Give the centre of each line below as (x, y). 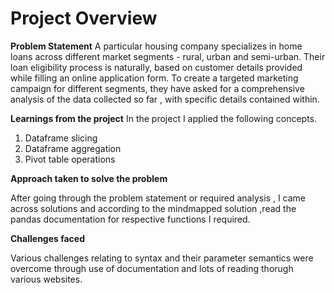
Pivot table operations (70, 159)
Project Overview (84, 18)
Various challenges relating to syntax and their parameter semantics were (162, 258)
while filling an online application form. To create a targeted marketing (154, 78)
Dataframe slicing (61, 138)
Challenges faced (48, 238)
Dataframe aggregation (73, 148)
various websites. (46, 279)
